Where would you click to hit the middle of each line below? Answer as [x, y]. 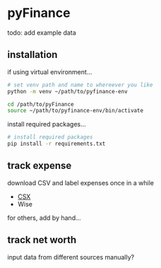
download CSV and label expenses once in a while [80, 182]
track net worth [42, 240]
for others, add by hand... [44, 218]
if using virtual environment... [50, 71]
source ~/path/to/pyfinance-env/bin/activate [75, 111]
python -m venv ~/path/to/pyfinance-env [68, 91]
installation [32, 55]
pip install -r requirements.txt [56, 144]
